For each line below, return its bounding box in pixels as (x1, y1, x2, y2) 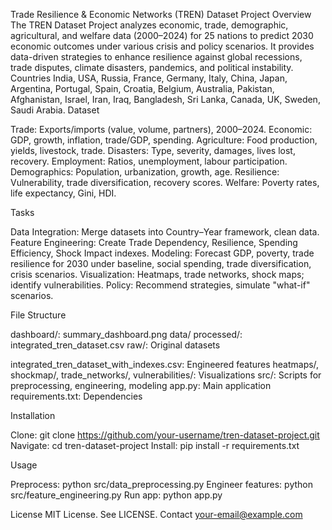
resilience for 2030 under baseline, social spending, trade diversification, (10, 258, 312, 269)
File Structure (10, 309, 67, 321)
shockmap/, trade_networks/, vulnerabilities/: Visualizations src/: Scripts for (10, 369, 322, 381)
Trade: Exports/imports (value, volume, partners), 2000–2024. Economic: (10, 124, 313, 135)
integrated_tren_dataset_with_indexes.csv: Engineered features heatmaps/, (10, 359, 320, 370)
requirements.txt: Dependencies (10, 390, 143, 402)
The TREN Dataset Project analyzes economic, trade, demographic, (10, 19, 289, 31)
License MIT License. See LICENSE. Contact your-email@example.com (10, 509, 303, 520)
